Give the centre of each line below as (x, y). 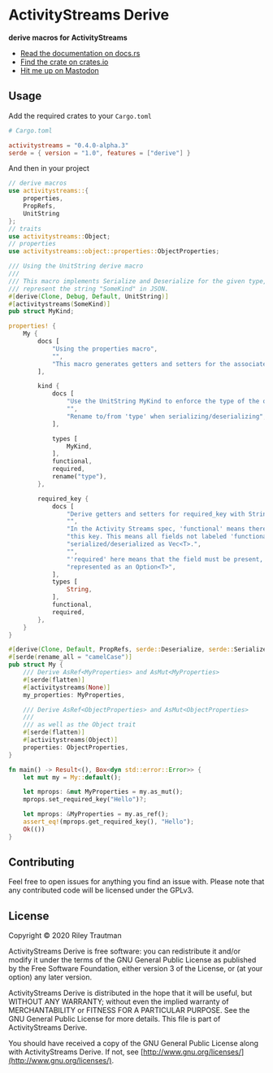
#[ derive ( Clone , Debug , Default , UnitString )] (89, 296)
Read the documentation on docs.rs (80, 53)
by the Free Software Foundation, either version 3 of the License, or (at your (136, 969)
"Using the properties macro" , (105, 349)
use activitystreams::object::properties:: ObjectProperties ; (114, 251)
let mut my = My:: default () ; (72, 777)
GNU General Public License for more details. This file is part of (115, 1019)
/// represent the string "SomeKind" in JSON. (89, 289)
